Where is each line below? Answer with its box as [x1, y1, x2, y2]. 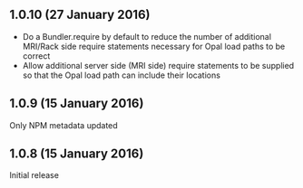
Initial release [9, 170, 59, 181]
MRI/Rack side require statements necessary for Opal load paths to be [22, 41, 286, 52]
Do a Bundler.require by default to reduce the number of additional [22, 31, 272, 42]
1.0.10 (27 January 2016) [9, 7, 151, 23]
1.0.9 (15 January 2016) [9, 96, 144, 111]
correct [22, 50, 51, 61]
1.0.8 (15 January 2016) [9, 146, 144, 162]
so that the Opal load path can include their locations [22, 70, 220, 80]
